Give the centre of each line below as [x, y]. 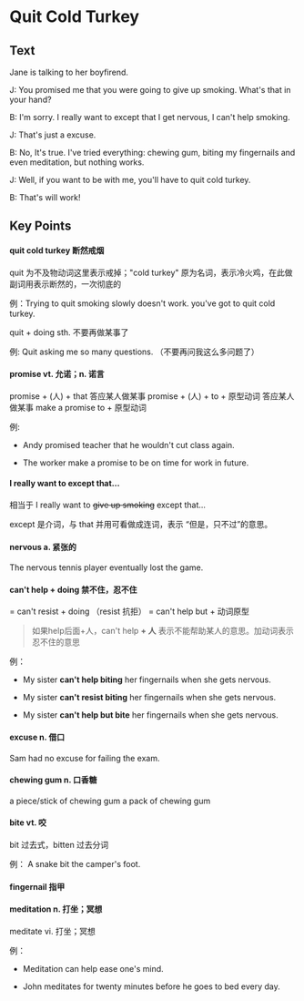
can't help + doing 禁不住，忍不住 [73, 589]
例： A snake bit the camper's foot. [75, 864]
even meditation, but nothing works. [77, 162]
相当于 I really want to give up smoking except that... [108, 505]
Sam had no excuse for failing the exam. [85, 758]
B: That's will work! [45, 197]
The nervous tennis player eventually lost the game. [106, 567]
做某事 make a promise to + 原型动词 [78, 407]
